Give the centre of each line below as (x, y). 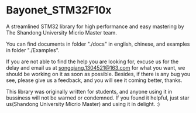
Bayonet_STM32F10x (59, 10)
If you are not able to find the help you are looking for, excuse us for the (92, 61)
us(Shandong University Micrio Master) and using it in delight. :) (83, 104)
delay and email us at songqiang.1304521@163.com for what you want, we (96, 67)
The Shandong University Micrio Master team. (61, 32)
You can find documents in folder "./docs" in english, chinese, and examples (98, 44)
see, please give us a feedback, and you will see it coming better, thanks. (94, 80)
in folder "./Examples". (33, 50)
